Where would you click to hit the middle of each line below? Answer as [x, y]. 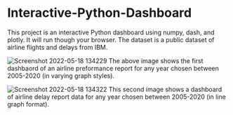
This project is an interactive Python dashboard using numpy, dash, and [111, 32]
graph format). [28, 104]
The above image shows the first [156, 60]
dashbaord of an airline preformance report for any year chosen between [113, 68]
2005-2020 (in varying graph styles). [61, 76]
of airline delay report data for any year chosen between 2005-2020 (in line [116, 97]
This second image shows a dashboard [165, 89]
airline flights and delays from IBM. [58, 47]
